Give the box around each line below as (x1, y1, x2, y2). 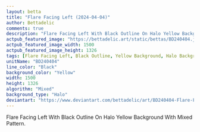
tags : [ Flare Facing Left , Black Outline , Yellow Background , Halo (6, 53, 177, 59)
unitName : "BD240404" (6, 58, 60, 64)
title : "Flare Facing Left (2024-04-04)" (6, 14, 111, 20)
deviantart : (6, 97, 36, 103)
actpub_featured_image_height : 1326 (6, 48, 97, 54)
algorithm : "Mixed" (6, 86, 55, 92)
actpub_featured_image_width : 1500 (6, 42, 95, 48)
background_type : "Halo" (6, 92, 68, 98)
